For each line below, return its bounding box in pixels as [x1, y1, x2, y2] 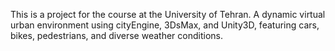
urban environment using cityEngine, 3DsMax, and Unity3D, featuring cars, [10, 19, 320, 31]
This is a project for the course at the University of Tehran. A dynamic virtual [10, 9, 326, 20]
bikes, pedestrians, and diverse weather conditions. [10, 30, 223, 41]
